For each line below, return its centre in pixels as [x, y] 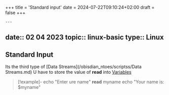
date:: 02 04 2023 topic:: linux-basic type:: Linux [85, 37]
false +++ [15, 13]
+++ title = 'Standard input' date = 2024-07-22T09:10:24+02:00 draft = [80, 7]
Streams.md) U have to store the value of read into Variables [68, 72]
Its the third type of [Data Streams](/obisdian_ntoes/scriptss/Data [73, 67]
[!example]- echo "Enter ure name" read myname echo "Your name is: [91, 82]
